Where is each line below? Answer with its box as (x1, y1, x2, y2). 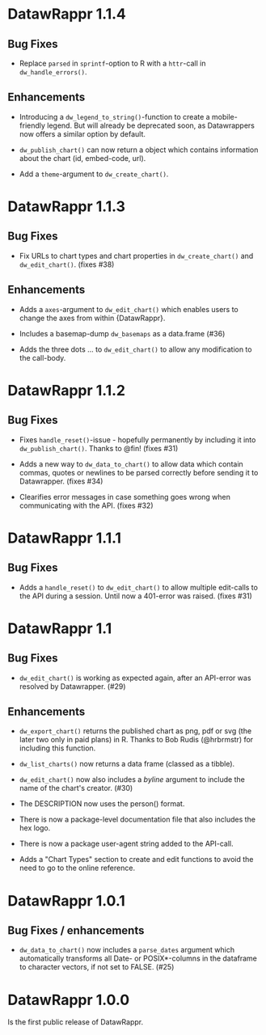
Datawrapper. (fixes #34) (19, 476, 103, 486)
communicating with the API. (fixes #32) (19, 501, 154, 510)
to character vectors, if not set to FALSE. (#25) (19, 962, 175, 972)
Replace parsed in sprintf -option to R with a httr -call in (19, 58, 206, 68)
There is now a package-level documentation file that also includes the (19, 814, 256, 825)
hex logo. (19, 823, 51, 833)
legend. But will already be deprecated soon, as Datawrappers (47, 120, 255, 130)
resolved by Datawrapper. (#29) (19, 681, 126, 691)
